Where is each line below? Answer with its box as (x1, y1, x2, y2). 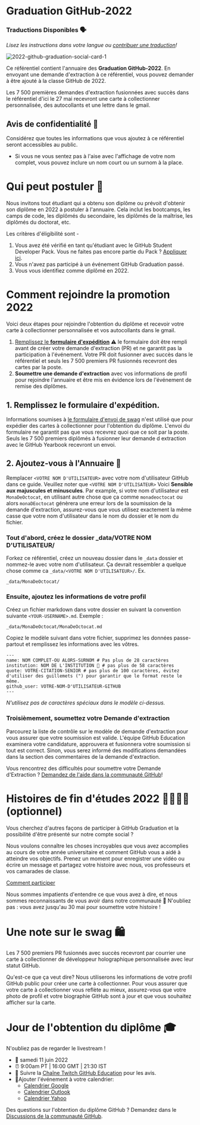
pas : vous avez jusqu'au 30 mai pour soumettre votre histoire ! (6, 903, 161, 910)
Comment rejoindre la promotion (6, 288, 171, 302)
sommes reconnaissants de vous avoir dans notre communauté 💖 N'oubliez (6, 897, 192, 904)
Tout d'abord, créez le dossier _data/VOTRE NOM (6, 533, 152, 542)
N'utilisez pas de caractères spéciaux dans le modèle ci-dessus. (6, 699, 165, 706)
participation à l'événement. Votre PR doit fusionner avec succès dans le (14, 351, 193, 358)
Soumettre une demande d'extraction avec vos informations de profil (14, 370, 187, 377)
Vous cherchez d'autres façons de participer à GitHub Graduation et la (6, 824, 179, 832)
